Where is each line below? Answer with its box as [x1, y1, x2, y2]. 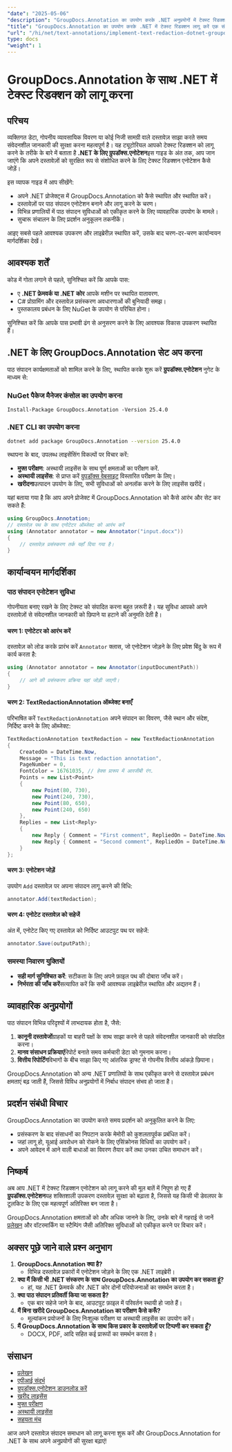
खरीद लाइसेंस [17, 1392, 48, 1400]
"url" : [7, 29, 26, 37]
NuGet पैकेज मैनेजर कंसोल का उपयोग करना [7, 391, 123, 400]
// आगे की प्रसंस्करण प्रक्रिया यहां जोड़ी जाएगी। [19, 677, 119, 684]
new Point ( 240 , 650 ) [32, 806, 91, 813]
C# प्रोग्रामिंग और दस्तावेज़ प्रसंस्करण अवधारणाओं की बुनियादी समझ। [17, 297, 167, 305]
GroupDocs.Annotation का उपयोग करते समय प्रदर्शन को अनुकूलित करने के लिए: [7, 1116, 195, 1124]
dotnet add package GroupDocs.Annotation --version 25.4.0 [7, 438, 181, 445]
